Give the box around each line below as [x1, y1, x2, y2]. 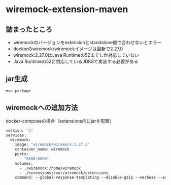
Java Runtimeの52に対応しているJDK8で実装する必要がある [13, 58, 139, 64]
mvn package [6, 88, 31, 93]
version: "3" [6, 128, 33, 133]
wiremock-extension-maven [6, 4, 128, 15]
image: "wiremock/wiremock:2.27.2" [15, 142, 90, 147]
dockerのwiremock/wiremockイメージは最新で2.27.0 [13, 46, 123, 52]
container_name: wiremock [15, 147, 70, 152]
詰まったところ [6, 25, 53, 33]
